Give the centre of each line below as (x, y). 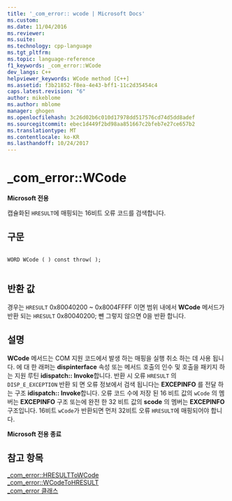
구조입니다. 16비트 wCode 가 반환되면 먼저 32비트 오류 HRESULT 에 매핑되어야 (108, 410)
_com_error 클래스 (33, 491)
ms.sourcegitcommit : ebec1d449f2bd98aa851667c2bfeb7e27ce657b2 (101, 124)
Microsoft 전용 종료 (34, 434)
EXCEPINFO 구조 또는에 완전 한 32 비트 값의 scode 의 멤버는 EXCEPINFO (122, 401)
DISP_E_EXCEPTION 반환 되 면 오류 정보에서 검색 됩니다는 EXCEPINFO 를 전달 (112, 384)
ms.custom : (23, 20)
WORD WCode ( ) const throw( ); (54, 260)
